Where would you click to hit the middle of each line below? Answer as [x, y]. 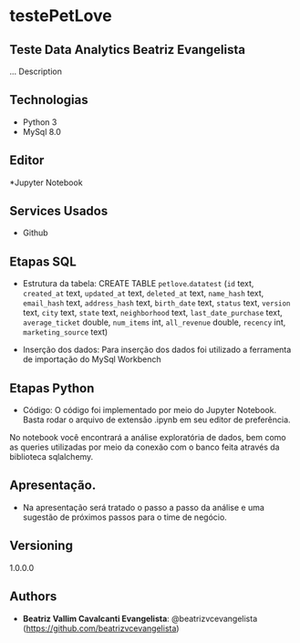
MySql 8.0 [42, 131]
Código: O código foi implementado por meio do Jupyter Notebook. [149, 410]
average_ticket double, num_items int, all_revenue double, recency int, [154, 322]
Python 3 [40, 122]
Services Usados [59, 211]
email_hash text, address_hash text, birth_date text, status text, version [156, 303]
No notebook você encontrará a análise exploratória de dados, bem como [148, 438]
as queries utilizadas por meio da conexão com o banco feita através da [145, 447]
